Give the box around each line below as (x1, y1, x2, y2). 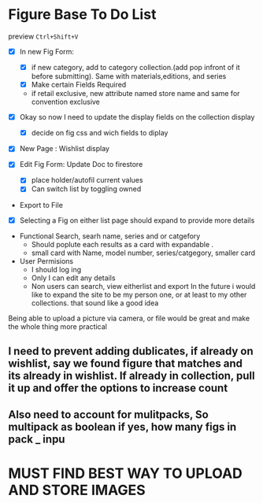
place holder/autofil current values (31, 176, 143, 185)
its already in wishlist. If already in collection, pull (8, 368, 255, 383)
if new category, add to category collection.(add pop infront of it (31, 63, 240, 72)
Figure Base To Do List (8, 6, 157, 24)
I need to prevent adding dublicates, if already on (8, 344, 254, 357)
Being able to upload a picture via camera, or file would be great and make (8, 313, 250, 323)
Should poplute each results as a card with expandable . (31, 239, 214, 249)
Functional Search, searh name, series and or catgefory (19, 231, 201, 241)
